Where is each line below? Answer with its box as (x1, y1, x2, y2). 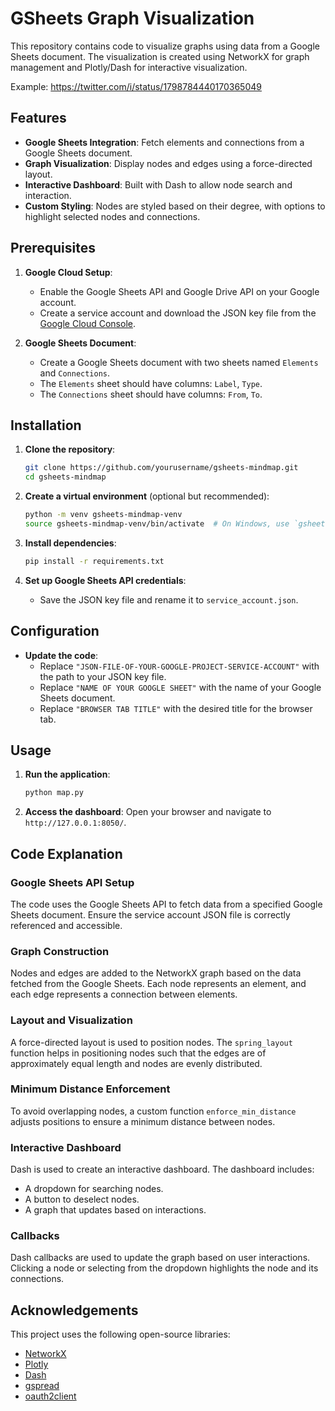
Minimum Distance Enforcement (10, 1082, 171, 1096)
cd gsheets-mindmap (24, 472, 107, 482)
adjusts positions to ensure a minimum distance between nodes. (10, 1115, 276, 1127)
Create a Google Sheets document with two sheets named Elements (39, 356, 319, 368)
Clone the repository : (24, 443, 116, 456)
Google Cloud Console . (39, 317, 136, 329)
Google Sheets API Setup (10, 875, 135, 889)
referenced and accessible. (10, 919, 123, 931)
